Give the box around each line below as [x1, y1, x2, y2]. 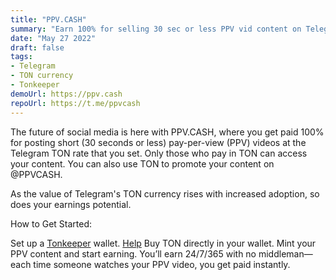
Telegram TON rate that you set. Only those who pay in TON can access [10, 147, 308, 159]
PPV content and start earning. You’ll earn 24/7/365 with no [10, 247, 257, 260]
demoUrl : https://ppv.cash [10, 89, 123, 99]
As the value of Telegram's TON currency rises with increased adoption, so [10, 187, 320, 200]
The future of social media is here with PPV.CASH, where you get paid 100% [10, 126, 325, 138]
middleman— [258, 247, 313, 260]
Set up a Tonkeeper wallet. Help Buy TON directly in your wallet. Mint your [10, 237, 317, 249]
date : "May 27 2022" [10, 33, 97, 43]
